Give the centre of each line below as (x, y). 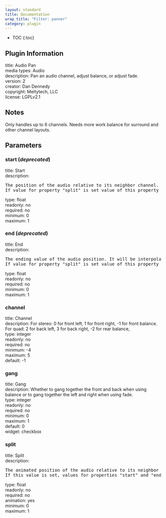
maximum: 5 (18, 355)
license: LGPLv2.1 (23, 97)
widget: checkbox (23, 432)
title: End (14, 244)
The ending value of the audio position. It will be (70, 259)
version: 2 (15, 81)
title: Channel (19, 318)
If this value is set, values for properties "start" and (77, 475)
